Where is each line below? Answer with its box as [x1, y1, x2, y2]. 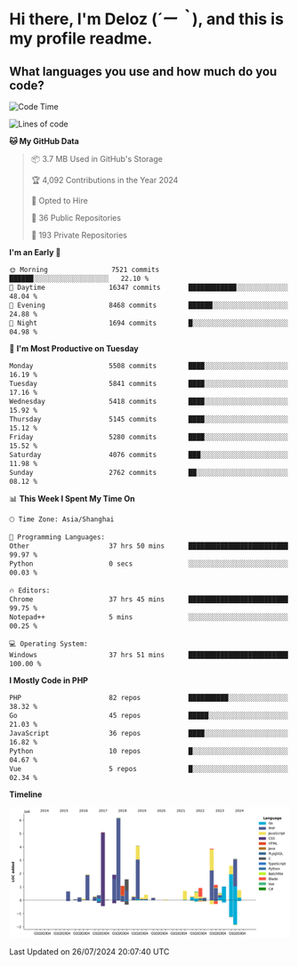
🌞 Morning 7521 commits [9, 265, 160, 274]
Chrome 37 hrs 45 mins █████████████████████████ [9, 595, 289, 604]
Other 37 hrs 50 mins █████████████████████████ [9, 542, 289, 551]
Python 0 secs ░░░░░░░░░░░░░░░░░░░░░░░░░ [9, 559, 289, 568]
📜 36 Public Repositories [30, 213, 122, 223]
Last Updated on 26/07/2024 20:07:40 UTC [9, 946, 170, 957]
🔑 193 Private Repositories [30, 229, 127, 240]
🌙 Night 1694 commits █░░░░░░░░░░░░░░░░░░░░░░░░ [9, 318, 289, 327]
